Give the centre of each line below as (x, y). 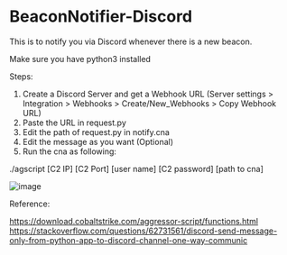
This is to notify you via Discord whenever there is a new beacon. (131, 41)
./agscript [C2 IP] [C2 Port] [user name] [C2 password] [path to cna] (137, 168)
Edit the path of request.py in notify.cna (96, 132)
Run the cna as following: (69, 151)
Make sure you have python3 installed (80, 59)
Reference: (30, 204)
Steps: (21, 76)
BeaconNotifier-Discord (101, 17)
